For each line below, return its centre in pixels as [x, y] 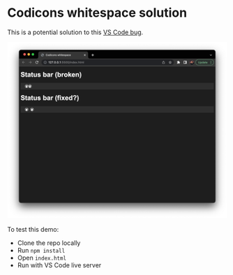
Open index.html [42, 258]
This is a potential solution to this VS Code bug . [75, 32]
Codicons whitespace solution [97, 13]
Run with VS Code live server [59, 265]
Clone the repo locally [49, 243]
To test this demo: [33, 230]
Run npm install [41, 251]
